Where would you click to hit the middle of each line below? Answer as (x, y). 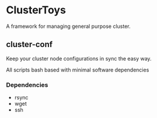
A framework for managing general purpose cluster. (68, 26)
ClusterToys (36, 10)
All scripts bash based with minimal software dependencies (78, 70)
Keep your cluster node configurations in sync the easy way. (79, 58)
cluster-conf (29, 44)
